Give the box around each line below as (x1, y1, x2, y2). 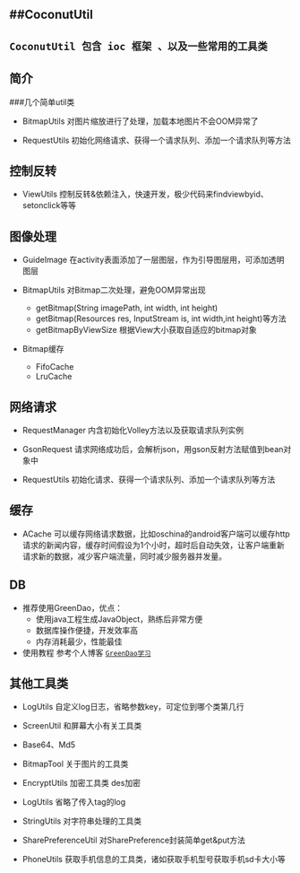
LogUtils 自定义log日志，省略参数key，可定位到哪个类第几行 (21, 702, 244, 712)
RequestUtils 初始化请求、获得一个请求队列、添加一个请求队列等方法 (21, 475, 276, 485)
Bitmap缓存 (21, 344, 64, 354)
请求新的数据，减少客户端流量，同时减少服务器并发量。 (21, 551, 227, 562)
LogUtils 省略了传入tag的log (21, 797, 126, 808)
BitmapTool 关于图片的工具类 (21, 758, 129, 770)
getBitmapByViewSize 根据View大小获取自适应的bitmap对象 (35, 325, 257, 336)
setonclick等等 (21, 200, 76, 211)
